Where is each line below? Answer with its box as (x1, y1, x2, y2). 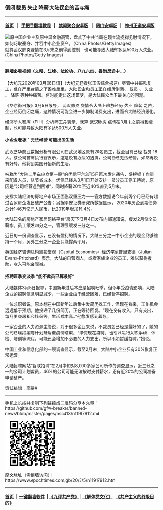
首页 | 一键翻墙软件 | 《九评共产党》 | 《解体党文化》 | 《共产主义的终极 (5, 493, 150, 499)
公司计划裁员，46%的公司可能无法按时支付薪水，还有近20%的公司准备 (13, 369, 156, 375)
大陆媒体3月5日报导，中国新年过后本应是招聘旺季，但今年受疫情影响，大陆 (5, 285, 155, 291)
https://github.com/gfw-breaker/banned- (5, 405, 87, 411)
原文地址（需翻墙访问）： (5, 472, 54, 478)
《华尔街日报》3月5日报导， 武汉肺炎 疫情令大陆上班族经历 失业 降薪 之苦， (5, 102, 157, 108)
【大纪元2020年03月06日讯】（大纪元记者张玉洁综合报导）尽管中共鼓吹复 (5, 80, 152, 86)
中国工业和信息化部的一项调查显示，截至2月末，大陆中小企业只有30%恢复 (5, 346, 153, 352)
